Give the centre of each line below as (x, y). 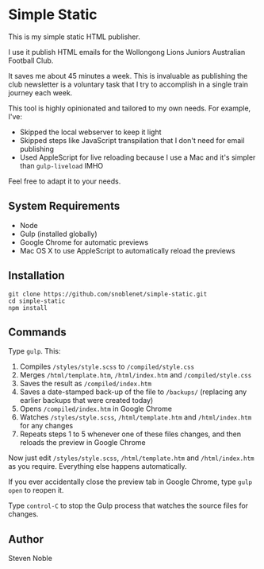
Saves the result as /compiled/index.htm (86, 384)
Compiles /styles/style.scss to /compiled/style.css (107, 366)
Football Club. (31, 60)
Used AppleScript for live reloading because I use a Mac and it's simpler (138, 157)
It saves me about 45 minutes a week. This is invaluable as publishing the (128, 75)
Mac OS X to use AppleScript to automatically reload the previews (127, 250)
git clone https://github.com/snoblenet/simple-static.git (108, 294)
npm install (28, 308)
